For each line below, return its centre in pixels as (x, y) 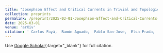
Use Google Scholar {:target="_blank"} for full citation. (59, 46)
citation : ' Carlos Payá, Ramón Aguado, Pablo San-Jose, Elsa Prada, (80, 32)
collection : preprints (28, 14)
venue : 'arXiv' (20, 27)
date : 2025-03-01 (23, 23)
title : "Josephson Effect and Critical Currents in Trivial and (71, 9)
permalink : (16, 18)
